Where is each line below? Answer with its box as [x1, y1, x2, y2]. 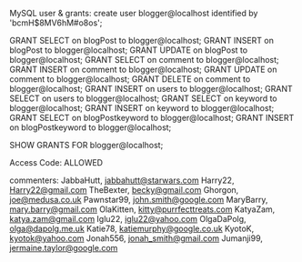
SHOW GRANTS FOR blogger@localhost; [9, 140, 164, 150]
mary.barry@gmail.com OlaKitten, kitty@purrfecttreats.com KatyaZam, [9, 204, 276, 215]
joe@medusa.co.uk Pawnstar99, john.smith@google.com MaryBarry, [9, 195, 268, 205]
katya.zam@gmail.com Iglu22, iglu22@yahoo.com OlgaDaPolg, [9, 214, 247, 224]
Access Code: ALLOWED [9, 157, 103, 167]
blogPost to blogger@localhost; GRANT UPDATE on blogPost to [9, 45, 248, 55]
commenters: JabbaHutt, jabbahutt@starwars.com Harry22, [9, 175, 235, 186]
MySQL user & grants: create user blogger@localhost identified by [9, 8, 258, 18]
